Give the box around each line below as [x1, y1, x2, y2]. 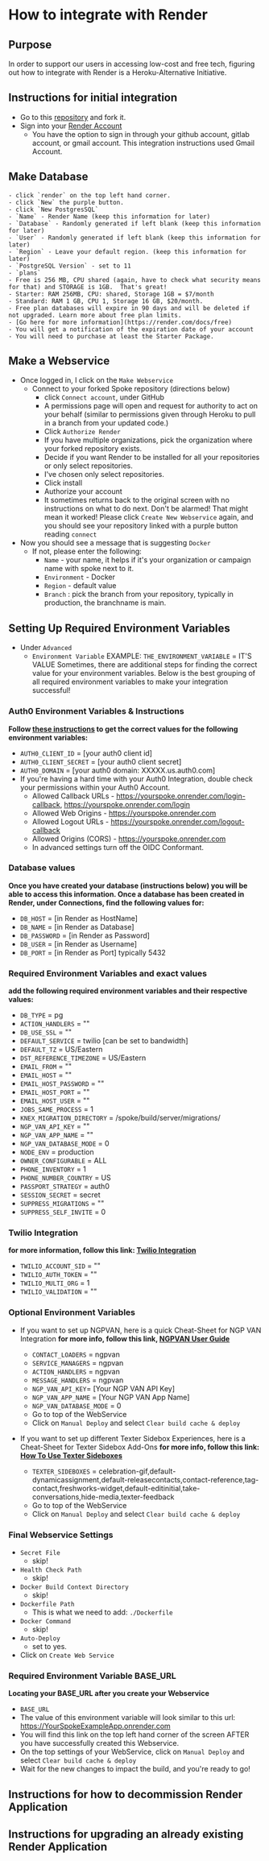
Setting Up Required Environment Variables [8, 621, 231, 635]
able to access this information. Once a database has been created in [8, 889, 245, 899]
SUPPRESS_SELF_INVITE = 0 [19, 1207, 106, 1217]
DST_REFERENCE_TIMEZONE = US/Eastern [19, 1053, 147, 1063]
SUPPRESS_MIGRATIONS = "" [19, 1199, 105, 1208]
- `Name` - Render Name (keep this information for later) [8, 212, 211, 221]
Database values [8, 862, 76, 873]
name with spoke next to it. [43, 564, 134, 574]
